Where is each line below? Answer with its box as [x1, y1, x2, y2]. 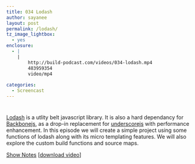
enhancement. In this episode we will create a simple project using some [6, 126, 187, 134]
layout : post [6, 20, 39, 26]
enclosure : [6, 43, 34, 49]
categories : [6, 82, 36, 88]
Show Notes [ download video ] [6, 151, 82, 159]
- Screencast [11, 88, 45, 94]
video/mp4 [28, 71, 53, 77]
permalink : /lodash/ [6, 25, 59, 32]
